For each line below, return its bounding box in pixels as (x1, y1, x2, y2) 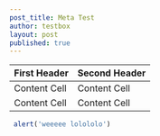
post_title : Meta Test (9, 13, 95, 23)
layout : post (9, 30, 59, 39)
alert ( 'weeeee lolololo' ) (13, 120, 111, 129)
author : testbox (9, 22, 71, 31)
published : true (9, 38, 71, 48)
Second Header (77, 67, 146, 79)
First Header (14, 67, 70, 79)
